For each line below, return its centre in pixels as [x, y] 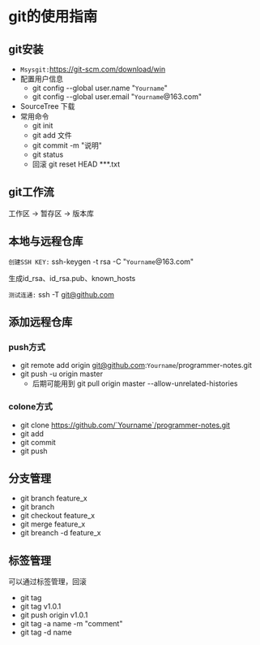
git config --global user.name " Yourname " [100, 88]
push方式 [27, 347]
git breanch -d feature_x [60, 533]
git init [43, 126]
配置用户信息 [41, 79]
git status [48, 154]
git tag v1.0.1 [40, 607]
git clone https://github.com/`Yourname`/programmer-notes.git [125, 425]
